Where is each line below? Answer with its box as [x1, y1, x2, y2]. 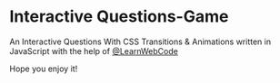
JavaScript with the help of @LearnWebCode [9, 45, 179, 56]
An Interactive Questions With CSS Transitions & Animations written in [9, 36, 271, 47]
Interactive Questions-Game [9, 6, 229, 27]
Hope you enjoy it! [9, 63, 78, 74]
